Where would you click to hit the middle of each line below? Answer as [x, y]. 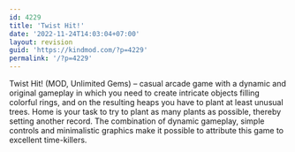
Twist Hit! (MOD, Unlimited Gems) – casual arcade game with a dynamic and [148, 84]
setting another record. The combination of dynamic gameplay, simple [137, 121]
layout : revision [41, 42]
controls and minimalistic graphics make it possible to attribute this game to [147, 130]
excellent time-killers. [48, 140]
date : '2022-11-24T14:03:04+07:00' [75, 34]
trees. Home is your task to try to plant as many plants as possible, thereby [145, 112]
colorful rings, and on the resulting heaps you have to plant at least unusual [147, 102]
